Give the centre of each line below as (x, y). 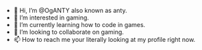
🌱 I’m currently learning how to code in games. (79, 25)
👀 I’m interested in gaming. (51, 18)
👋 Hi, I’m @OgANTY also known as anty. (70, 10)
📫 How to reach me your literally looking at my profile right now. (104, 40)
